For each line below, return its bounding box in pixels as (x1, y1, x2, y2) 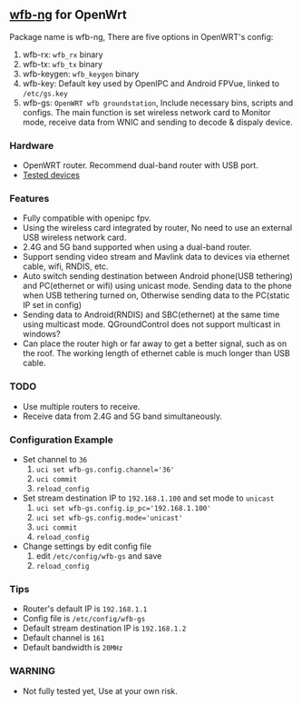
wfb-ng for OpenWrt (9, 7, 127, 23)
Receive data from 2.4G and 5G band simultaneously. (22, 411, 223, 422)
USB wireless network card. (22, 232, 127, 243)
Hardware (9, 139, 54, 152)
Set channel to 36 (22, 454, 88, 464)
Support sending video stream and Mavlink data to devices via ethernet (22, 252, 290, 263)
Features (9, 193, 50, 205)
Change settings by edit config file (22, 541, 152, 551)
